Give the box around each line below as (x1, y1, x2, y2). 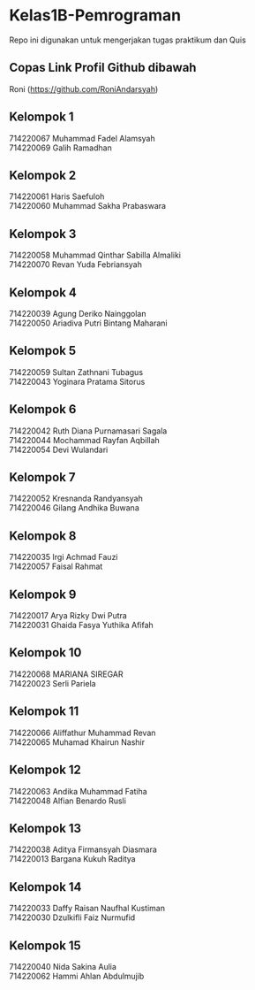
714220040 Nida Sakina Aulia (9, 961, 117, 971)
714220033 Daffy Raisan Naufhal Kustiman (9, 903, 166, 914)
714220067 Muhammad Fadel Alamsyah (9, 133, 156, 143)
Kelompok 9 (9, 587, 77, 602)
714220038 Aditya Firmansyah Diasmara (9, 844, 157, 855)
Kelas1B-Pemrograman (9, 5, 182, 26)
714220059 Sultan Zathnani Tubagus (9, 366, 144, 377)
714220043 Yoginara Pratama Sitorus (9, 376, 146, 387)
